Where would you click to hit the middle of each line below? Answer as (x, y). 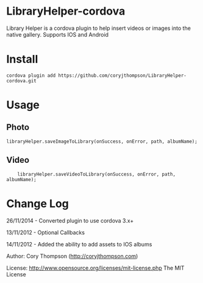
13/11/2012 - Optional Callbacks (46, 232)
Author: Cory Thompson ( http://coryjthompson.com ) (72, 256)
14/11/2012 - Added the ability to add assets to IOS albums (79, 244)
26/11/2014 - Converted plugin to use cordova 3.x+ (70, 220)
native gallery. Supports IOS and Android (57, 34)
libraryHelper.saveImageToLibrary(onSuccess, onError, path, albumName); (102, 141)
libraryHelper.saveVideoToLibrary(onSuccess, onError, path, (96, 174)
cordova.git (21, 81)
